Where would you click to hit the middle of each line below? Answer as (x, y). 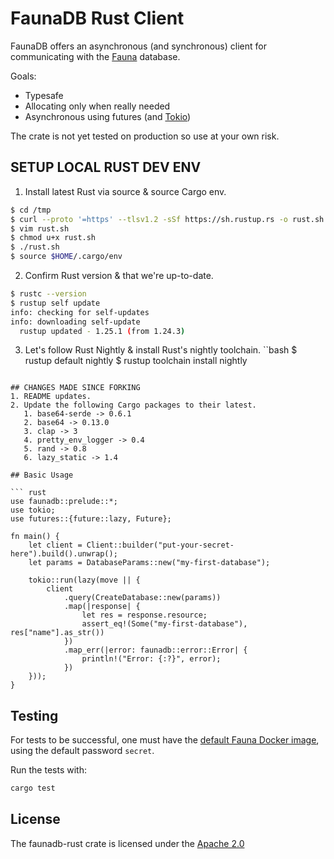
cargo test (33, 788)
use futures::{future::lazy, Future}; (91, 519)
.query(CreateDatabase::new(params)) (142, 598)
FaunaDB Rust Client (97, 18)
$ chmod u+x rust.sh (53, 238)
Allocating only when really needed (97, 106)
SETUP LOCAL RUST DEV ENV (106, 167)
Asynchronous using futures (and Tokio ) (108, 116)
